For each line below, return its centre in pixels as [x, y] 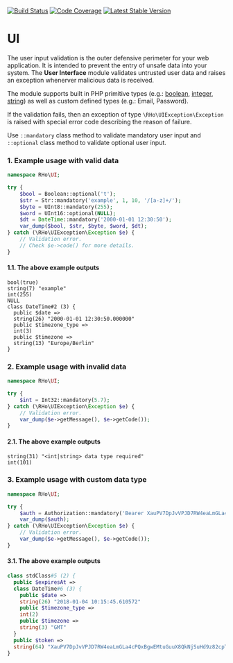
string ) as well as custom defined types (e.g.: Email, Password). [98, 101]
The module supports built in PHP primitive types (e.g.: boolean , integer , [110, 93]
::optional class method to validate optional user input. [87, 142]
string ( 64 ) [29, 647]
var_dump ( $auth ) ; [45, 520]
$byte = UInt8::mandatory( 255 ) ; [66, 207]
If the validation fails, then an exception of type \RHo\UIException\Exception [115, 114]
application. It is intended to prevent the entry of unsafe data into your [107, 65]
